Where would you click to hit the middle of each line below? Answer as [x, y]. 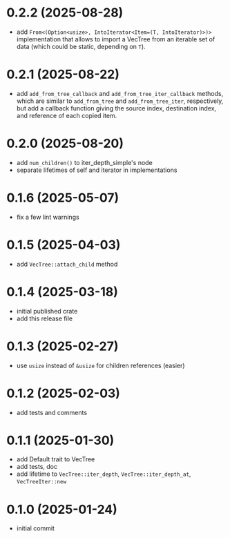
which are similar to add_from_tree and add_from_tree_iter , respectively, [120, 101]
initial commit [35, 528]
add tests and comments [52, 412]
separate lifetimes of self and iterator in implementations [97, 170]
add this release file [45, 318]
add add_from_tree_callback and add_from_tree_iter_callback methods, [120, 93]
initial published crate [47, 311]
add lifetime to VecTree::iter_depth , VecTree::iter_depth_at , [104, 474]
